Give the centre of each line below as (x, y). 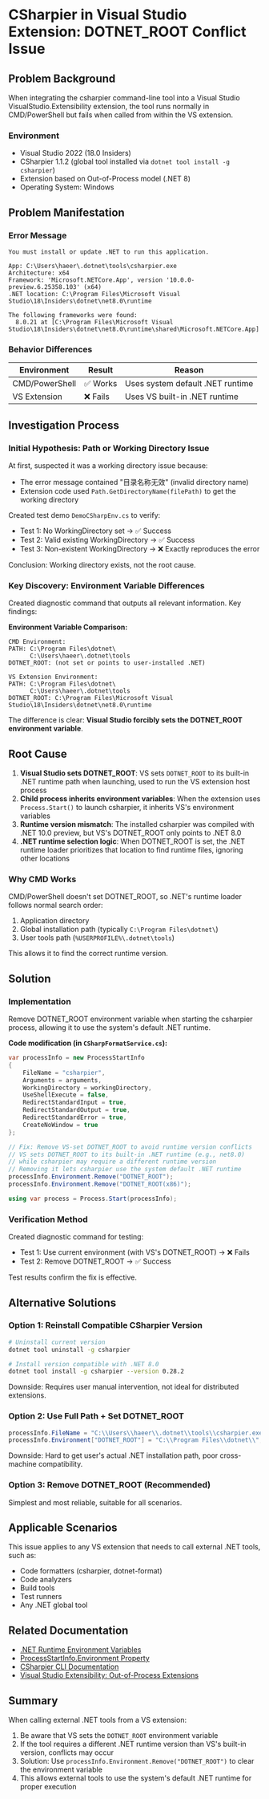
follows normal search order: (56, 906)
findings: (23, 612)
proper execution (48, 1787)
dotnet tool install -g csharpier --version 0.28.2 (96, 1372)
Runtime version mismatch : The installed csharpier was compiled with (137, 824)
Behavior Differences (50, 349)
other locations (45, 859)
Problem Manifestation (67, 212)
